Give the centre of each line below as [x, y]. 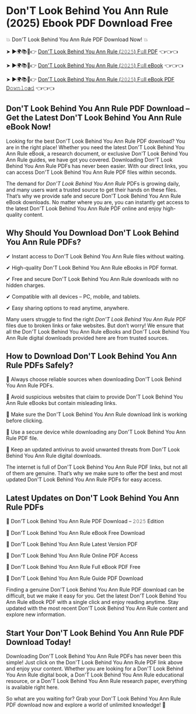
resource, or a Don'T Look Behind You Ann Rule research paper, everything [97, 681]
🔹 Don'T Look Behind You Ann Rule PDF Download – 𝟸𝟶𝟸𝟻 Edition [85, 521]
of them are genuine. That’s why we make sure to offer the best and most [94, 473]
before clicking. [25, 421]
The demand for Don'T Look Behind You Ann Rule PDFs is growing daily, [93, 183]
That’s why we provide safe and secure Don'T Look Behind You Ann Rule [94, 196]
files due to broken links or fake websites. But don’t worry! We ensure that [95, 325]
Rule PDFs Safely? [40, 365]
